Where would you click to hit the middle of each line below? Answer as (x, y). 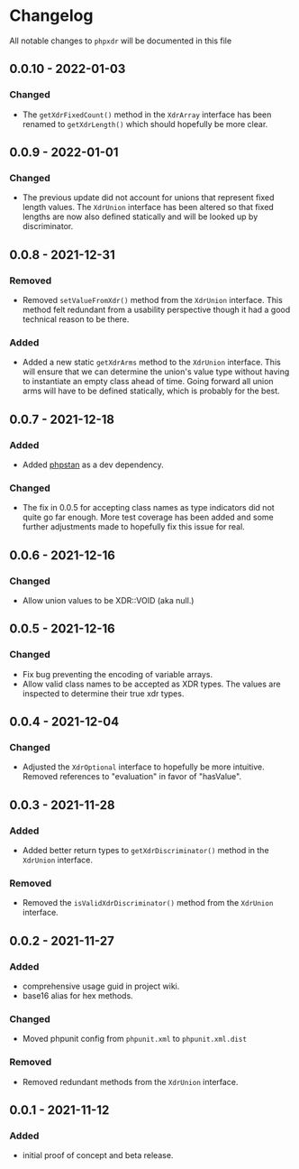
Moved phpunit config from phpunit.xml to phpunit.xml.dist (135, 1039)
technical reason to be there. (76, 319)
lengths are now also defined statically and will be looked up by (140, 216)
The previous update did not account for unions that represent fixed (148, 198)
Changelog (51, 16)
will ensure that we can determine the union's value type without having (156, 372)
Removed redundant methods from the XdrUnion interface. (130, 1082)
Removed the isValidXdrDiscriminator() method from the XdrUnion (148, 903)
